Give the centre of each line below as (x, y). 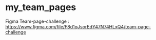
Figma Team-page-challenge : (37, 21)
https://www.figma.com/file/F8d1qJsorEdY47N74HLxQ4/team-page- (78, 26)
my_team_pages (41, 7)
